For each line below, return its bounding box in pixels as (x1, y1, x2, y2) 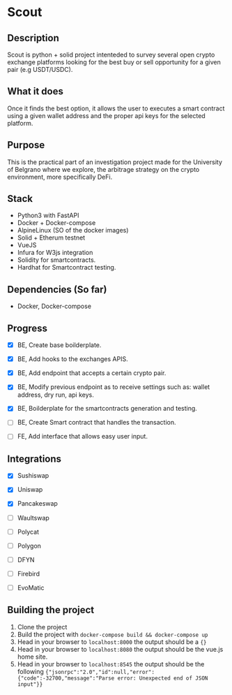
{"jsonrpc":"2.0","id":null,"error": (45, 668, 155, 675)
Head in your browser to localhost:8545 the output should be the (17, 659, 205, 668)
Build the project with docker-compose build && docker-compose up (17, 630, 208, 638)
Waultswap (17, 513, 50, 522)
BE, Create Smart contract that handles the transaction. (17, 418, 176, 427)
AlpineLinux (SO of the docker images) (17, 226, 129, 235)
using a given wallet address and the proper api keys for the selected (7, 111, 206, 119)
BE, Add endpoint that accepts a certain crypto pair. (17, 369, 167, 377)
